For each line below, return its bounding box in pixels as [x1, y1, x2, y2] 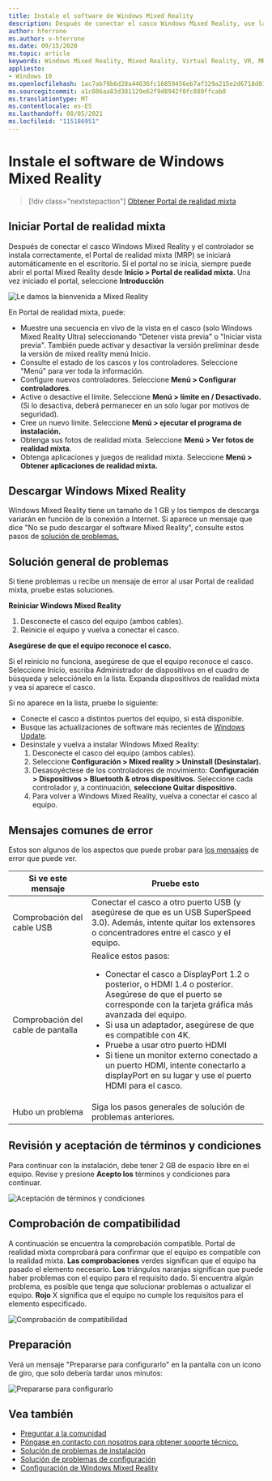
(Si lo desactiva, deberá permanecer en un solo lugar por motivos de [19, 400, 249, 410]
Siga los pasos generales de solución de [91, 1102, 245, 1113]
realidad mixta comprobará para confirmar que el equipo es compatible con [8, 1247, 261, 1256]
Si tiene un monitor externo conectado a [104, 1050, 258, 1061]
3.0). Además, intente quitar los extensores [91, 917, 256, 928]
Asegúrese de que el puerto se [104, 989, 223, 1000]
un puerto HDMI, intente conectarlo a [104, 1059, 247, 1071]
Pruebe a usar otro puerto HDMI [104, 1039, 227, 1051]
